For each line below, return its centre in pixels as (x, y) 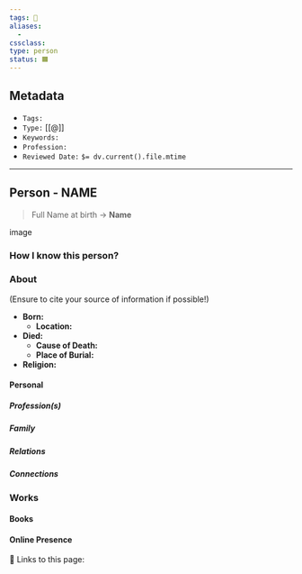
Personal (27, 385)
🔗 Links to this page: (47, 560)
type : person (34, 51)
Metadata (37, 96)
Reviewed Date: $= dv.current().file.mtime (104, 157)
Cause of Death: (67, 345)
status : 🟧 (29, 59)
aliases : (26, 26)
